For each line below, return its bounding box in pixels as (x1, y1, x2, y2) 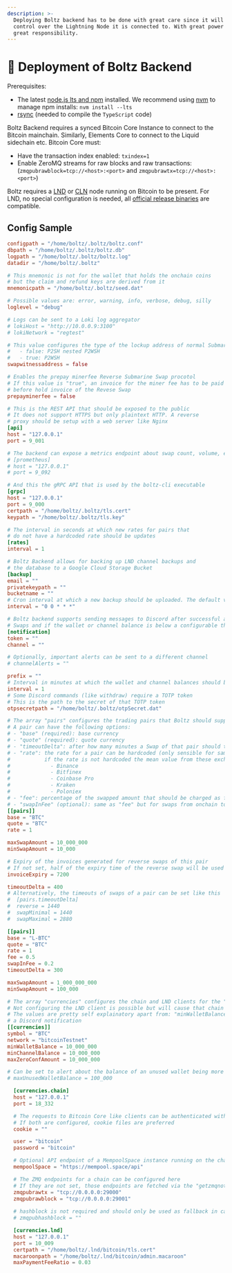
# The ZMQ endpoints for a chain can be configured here (13, 1175, 181, 1183)
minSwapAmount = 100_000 (7, 985, 79, 993)
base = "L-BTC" (7, 935, 51, 942)
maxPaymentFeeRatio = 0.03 (13, 1259, 91, 1266)
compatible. (7, 202, 41, 210)
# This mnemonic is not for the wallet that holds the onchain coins (7, 272, 212, 279)
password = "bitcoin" (13, 1144, 76, 1152)
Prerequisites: (7, 82, 47, 91)
